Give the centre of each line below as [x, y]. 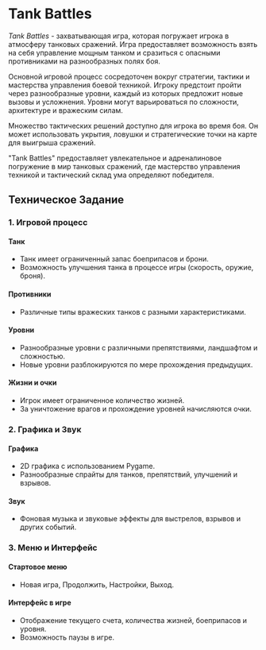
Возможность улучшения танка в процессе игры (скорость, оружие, [137, 268]
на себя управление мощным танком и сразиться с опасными [114, 52]
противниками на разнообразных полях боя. [85, 61]
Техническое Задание [66, 200]
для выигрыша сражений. [52, 142]
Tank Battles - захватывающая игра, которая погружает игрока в [119, 36]
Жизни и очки [33, 383]
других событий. [48, 527]
